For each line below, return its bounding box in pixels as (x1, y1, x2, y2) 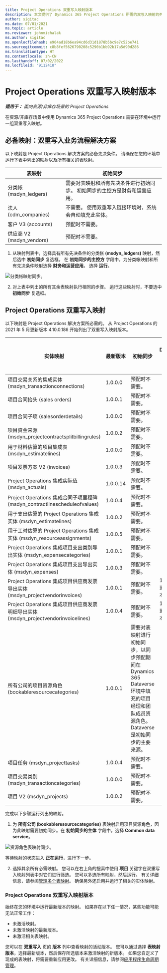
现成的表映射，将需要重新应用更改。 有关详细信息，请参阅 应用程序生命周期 (5, 956, 159, 962)
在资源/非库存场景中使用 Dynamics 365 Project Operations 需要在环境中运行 (5, 114, 161, 120)
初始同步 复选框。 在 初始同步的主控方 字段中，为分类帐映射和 (26, 256, 154, 262)
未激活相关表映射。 (12, 933, 52, 939)
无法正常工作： (5, 910, 36, 916)
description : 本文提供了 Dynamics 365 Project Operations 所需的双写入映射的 (5, 12, 160, 17)
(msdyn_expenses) (14, 568, 59, 575)
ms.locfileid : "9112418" (5, 63, 57, 68)
